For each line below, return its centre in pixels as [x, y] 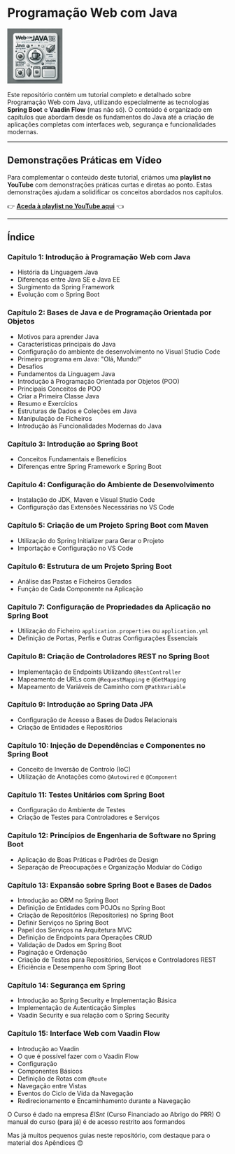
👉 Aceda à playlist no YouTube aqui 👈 [66, 206]
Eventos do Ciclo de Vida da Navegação [75, 1093]
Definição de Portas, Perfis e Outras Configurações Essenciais [107, 638]
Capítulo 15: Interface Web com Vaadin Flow [84, 1034]
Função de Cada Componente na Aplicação [80, 589]
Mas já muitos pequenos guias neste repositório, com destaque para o [109, 1135]
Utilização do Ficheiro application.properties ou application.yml [113, 631]
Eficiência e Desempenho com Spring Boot [79, 967]
